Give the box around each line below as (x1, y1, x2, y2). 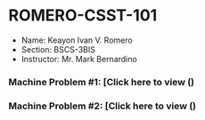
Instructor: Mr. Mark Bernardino (20, 53, 137, 64)
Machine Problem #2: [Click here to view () (8, 100, 197, 112)
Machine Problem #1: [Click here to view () (8, 76, 195, 88)
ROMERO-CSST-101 (8, 5, 158, 26)
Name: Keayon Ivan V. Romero (20, 35, 133, 45)
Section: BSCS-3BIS (20, 44, 95, 54)
